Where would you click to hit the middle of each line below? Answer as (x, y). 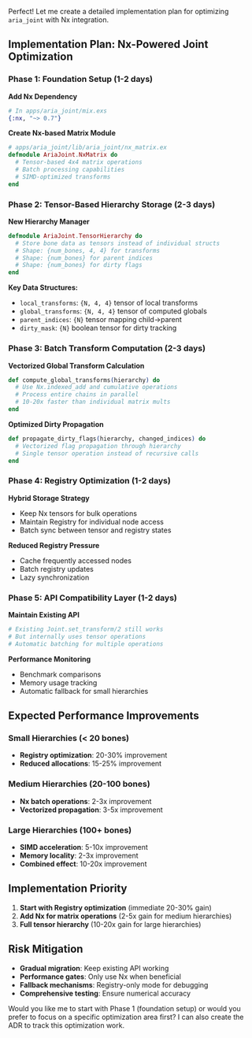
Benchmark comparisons (60, 674)
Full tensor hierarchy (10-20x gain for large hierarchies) (110, 924)
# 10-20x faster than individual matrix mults (93, 402)
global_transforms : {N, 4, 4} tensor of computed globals (113, 311)
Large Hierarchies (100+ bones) (70, 830)
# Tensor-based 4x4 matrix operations (79, 162)
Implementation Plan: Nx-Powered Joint (108, 44)
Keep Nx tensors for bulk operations (78, 513)
